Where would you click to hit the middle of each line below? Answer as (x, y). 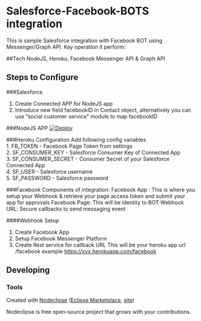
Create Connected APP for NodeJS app (64, 103)
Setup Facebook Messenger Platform (61, 238)
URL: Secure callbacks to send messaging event (66, 209)
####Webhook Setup (33, 220)
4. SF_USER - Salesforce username (49, 171)
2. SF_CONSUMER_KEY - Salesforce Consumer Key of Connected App (94, 152)
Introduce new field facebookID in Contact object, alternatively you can (103, 110)
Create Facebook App (42, 232)
